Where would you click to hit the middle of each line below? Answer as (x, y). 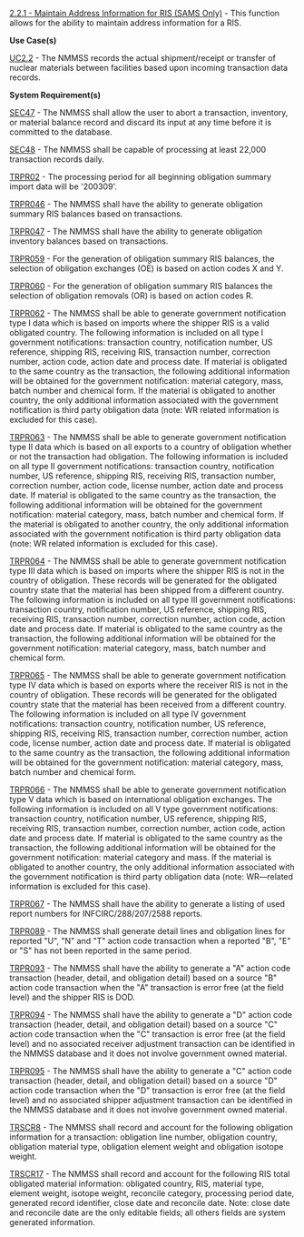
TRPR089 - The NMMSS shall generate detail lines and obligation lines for (147, 931)
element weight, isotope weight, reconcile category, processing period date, (152, 1193)
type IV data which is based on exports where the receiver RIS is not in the (149, 685)
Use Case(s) (33, 40)
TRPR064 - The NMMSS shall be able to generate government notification (148, 561)
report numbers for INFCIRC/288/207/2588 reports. (106, 914)
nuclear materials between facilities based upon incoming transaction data (149, 68)
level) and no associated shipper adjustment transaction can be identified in (151, 1100)
